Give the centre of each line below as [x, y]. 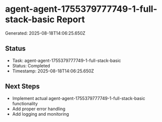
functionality [25, 103]
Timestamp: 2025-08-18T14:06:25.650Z [53, 71]
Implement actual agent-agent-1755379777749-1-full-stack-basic [79, 98]
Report [71, 19]
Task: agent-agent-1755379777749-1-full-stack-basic [67, 61]
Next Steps [22, 86]
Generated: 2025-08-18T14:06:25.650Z [45, 33]
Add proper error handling [39, 109]
